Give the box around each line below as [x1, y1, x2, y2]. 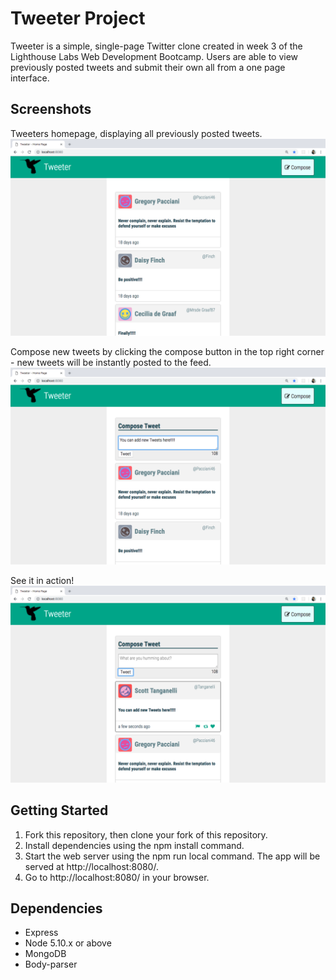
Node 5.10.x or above [24, 937, 112, 949]
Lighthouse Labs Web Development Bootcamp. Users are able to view [10, 50, 299, 62]
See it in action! [10, 574, 75, 586]
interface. [10, 72, 50, 84]
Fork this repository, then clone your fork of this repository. [24, 828, 268, 841]
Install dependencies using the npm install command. [24, 839, 245, 851]
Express [24, 927, 59, 939]
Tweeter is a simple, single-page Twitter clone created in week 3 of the [10, 40, 303, 52]
